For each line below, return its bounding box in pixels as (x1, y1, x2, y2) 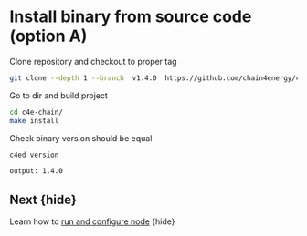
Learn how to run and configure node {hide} (9, 216, 175, 227)
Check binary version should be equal (9, 132, 153, 143)
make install (9, 116, 59, 125)
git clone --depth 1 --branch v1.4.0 (9, 73, 157, 83)
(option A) (9, 26, 88, 46)
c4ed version (9, 150, 59, 159)
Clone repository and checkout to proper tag (9, 56, 177, 67)
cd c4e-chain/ (9, 108, 64, 117)
